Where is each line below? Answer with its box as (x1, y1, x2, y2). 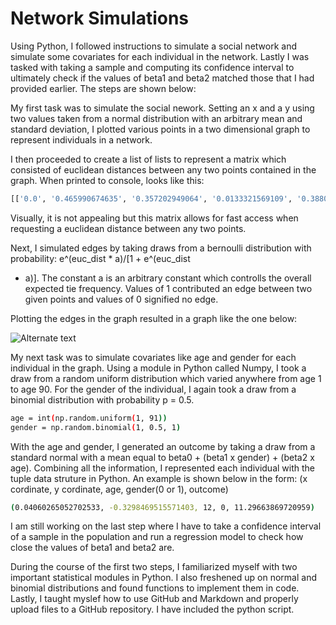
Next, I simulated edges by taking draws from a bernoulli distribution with (10, 242, 312, 254)
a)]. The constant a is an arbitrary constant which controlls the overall (24, 272, 312, 284)
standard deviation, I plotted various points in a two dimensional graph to (10, 123, 311, 135)
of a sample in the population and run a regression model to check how (10, 531, 304, 543)
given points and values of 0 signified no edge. (24, 293, 219, 305)
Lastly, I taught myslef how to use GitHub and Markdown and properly (10, 593, 299, 605)
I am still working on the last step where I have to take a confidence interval (10, 520, 322, 532)
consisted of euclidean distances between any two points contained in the (10, 163, 317, 176)
